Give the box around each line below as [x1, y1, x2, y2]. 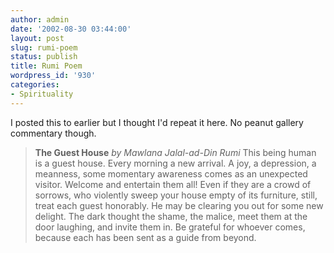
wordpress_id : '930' [10, 71, 97, 81]
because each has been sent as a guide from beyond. [34, 231, 257, 243]
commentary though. [10, 127, 97, 139]
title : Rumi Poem [10, 61, 83, 71]
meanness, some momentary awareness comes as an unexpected [34, 167, 308, 180]
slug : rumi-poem [10, 42, 78, 53]
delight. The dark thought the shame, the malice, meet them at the [34, 210, 308, 222]
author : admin [10, 14, 70, 25]
